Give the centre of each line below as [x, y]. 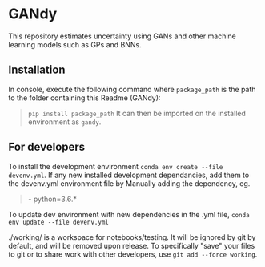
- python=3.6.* [52, 199]
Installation [37, 70]
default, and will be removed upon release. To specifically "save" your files [132, 245]
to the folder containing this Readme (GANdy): [84, 98]
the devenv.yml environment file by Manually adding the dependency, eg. [129, 183]
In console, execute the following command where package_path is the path [132, 89]
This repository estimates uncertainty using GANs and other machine [122, 36]
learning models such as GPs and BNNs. [75, 44]
